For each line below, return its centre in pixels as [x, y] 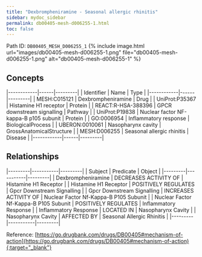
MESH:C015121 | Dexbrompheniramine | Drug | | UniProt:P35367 [116, 99]
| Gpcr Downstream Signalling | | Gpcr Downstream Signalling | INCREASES [100, 190]
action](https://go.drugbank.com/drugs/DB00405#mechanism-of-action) [98, 241]
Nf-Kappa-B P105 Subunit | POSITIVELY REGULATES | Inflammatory [91, 203]
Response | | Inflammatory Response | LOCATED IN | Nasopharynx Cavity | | [101, 210]
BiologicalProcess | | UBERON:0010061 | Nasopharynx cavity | [84, 125]
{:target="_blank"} [29, 247]
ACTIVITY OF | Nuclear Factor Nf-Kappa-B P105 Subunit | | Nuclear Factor [99, 197]
